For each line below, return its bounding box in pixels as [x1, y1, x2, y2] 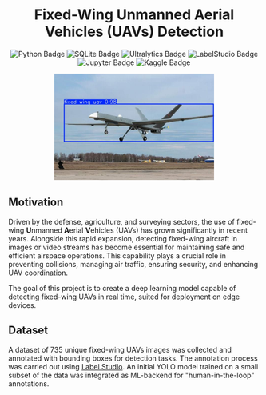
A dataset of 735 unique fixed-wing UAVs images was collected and [8, 345, 232, 354]
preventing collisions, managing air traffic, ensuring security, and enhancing [8, 259, 259, 269]
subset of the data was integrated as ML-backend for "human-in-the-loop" [8, 370, 255, 380]
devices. [8, 300, 37, 309]
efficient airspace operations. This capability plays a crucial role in [8, 250, 226, 261]
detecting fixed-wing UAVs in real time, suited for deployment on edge [8, 292, 240, 301]
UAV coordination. [8, 268, 69, 277]
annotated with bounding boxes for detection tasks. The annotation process [8, 353, 258, 363]
